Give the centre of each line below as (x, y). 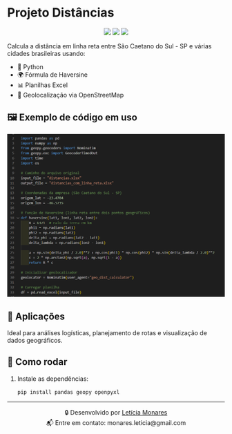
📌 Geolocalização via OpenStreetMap (70, 95)
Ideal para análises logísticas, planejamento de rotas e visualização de (107, 333)
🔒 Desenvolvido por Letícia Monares (116, 412)
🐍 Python (30, 66)
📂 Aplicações (36, 316)
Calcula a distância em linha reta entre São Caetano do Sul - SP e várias (109, 46)
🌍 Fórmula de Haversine (52, 75)
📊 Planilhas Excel (42, 85)
